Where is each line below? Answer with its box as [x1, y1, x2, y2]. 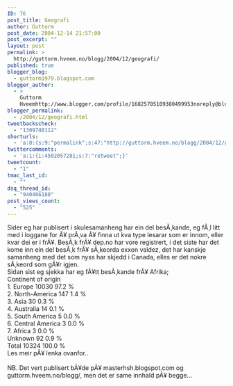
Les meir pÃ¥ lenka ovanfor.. [7, 348, 89, 357]
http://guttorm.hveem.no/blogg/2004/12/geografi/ [13, 56, 159, 63]
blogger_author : [7, 81, 54, 88]
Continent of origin [7, 275, 61, 283]
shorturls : [7, 133, 39, 140]
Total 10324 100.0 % [7, 341, 66, 350]
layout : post [7, 42, 45, 49]
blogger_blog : [7, 68, 49, 75]
